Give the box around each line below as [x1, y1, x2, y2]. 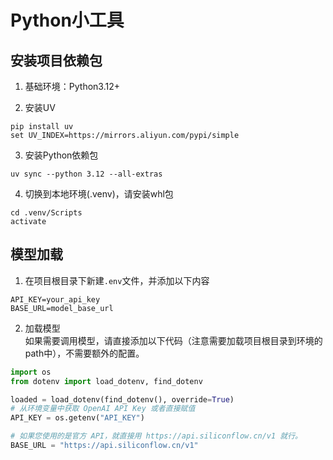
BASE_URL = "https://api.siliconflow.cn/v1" [10, 441, 199, 451]
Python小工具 [10, 9, 125, 32]
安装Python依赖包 [24, 149, 99, 161]
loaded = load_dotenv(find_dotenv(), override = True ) [10, 394, 235, 405]
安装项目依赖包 [10, 52, 103, 69]
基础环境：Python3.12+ [24, 81, 120, 92]
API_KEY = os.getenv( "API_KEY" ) [10, 413, 145, 423]
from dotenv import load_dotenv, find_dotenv [10, 376, 203, 386]
